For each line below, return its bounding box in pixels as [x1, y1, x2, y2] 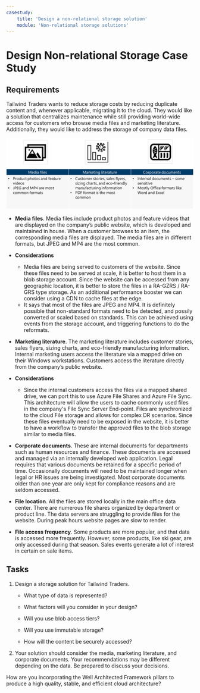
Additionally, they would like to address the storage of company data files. [6, 126, 188, 133]
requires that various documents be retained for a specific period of [14, 461, 182, 468]
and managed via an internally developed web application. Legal [14, 454, 173, 462]
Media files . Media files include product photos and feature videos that [14, 215, 190, 222]
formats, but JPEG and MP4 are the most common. [14, 240, 140, 247]
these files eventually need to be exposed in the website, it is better [23, 418, 189, 425]
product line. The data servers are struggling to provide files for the [14, 510, 180, 518]
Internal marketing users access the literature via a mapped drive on [14, 350, 183, 358]
